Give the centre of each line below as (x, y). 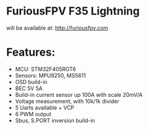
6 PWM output (33, 114)
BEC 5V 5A (29, 88)
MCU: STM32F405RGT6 (45, 69)
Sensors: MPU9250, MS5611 (50, 75)
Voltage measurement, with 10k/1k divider (67, 101)
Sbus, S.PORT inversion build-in (55, 120)
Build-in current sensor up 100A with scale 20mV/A (79, 94)
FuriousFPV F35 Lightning (73, 11)
